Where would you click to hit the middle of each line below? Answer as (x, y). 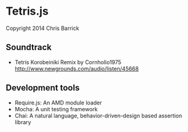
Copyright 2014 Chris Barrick (42, 28)
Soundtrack (29, 47)
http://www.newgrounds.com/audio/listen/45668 (76, 68)
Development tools (43, 88)
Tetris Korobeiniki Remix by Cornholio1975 (68, 62)
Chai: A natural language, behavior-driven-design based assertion (98, 116)
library (23, 122)
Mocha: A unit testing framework (56, 109)
